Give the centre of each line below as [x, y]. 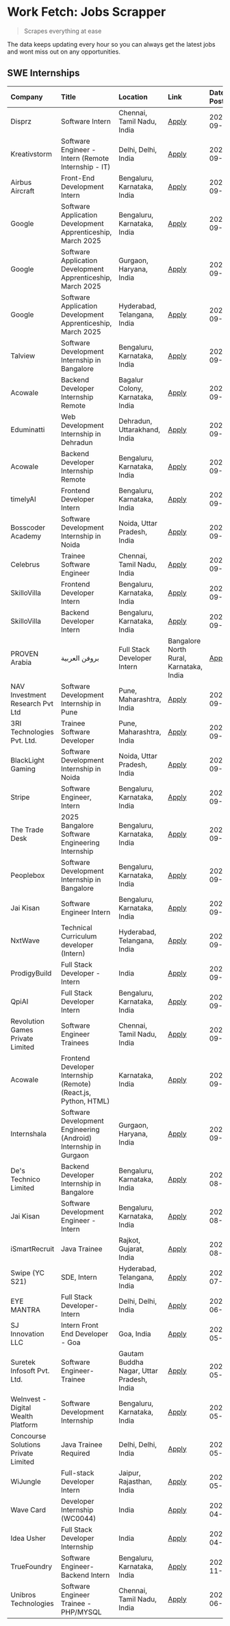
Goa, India [135, 1333]
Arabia [21, 662]
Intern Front [79, 1325]
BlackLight [27, 760]
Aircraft [23, 191]
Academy [26, 536]
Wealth [22, 1416]
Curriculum [79, 936]
